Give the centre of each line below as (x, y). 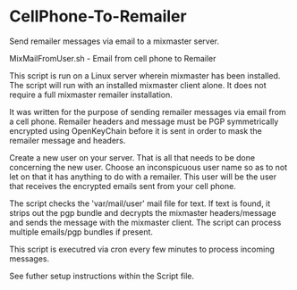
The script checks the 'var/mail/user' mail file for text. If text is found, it (140, 203)
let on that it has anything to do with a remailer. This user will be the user (143, 177)
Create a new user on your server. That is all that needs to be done (132, 157)
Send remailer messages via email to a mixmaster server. (115, 41)
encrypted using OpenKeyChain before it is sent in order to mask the (136, 130)
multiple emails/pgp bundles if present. (81, 232)
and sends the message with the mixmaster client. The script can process (145, 222)
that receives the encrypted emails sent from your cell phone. (123, 186)
